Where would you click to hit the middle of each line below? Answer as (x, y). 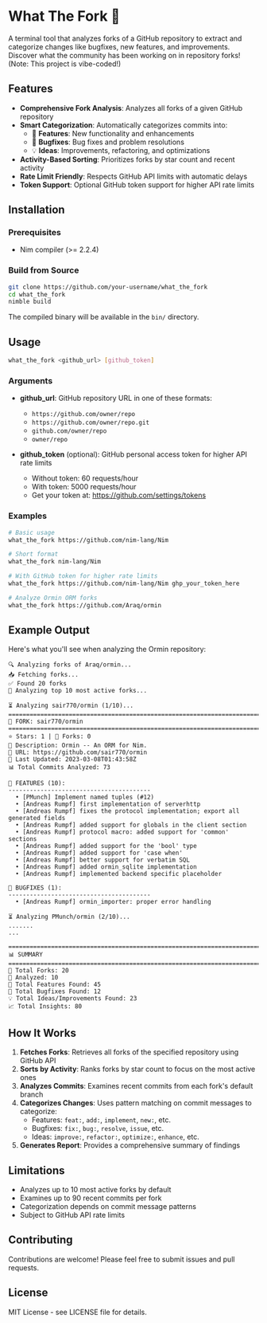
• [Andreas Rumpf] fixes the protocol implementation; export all (128, 811)
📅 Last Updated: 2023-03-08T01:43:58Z (72, 760)
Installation (37, 210)
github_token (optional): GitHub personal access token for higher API (133, 454)
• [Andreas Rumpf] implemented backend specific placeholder (119, 874)
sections (23, 839)
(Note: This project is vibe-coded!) (65, 64)
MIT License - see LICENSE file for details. (77, 1312)
